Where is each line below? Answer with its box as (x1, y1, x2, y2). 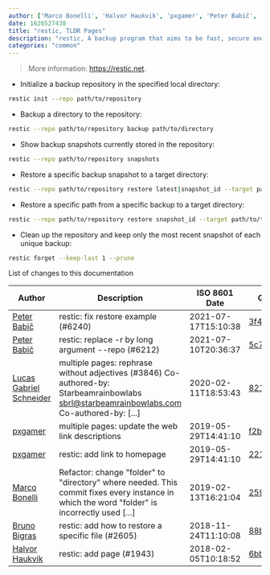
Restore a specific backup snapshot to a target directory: (19, 170, 209, 179)
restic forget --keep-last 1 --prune (8, 254, 135, 262)
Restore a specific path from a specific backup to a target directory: (19, 199, 245, 209)
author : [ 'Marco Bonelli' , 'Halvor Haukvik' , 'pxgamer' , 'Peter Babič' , (8, 11, 257, 20)
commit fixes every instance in (59, 487, 174, 499)
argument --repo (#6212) (59, 344, 160, 355)
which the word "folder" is (59, 497, 158, 508)
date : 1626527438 (8, 19, 67, 27)
